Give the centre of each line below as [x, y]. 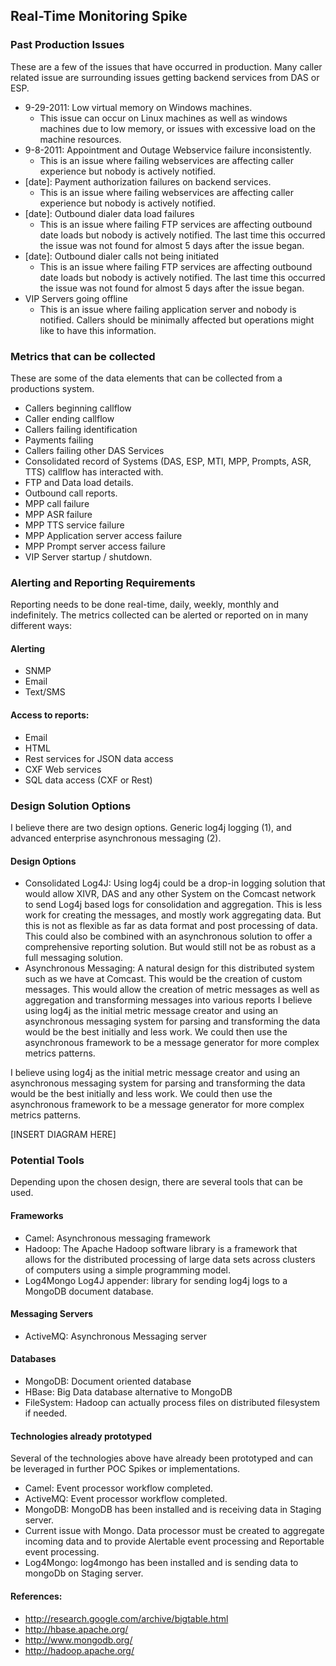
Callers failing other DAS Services [94, 450]
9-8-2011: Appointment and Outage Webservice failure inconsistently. [168, 150]
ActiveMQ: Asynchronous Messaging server [115, 1336]
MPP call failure [57, 503]
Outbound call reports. [71, 493]
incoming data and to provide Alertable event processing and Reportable [174, 1541]
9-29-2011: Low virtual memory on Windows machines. [138, 107]
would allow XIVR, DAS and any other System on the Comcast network [170, 894]
